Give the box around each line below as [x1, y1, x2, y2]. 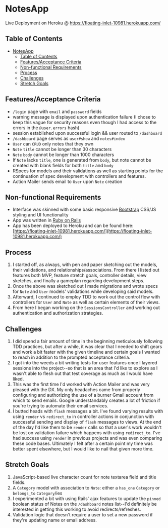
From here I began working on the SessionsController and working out [12, 305, 160, 311]
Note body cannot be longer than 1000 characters [12, 152, 115, 158]
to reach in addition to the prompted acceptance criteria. [12, 354, 130, 360]
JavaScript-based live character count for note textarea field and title [12, 474, 156, 480]
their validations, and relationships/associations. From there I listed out [12, 267, 160, 273]
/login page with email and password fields [12, 108, 102, 115]
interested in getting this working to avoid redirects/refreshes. [12, 506, 141, 512]
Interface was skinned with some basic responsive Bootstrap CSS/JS [12, 206, 156, 213]
